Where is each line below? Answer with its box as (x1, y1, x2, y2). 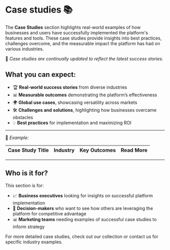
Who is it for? (5, 169, 48, 177)
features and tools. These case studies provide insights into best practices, (5, 35, 162, 41)
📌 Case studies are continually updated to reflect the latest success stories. (5, 55, 163, 61)
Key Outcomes (79, 147, 116, 154)
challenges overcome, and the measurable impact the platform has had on (5, 40, 160, 46)
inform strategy (12, 224, 45, 230)
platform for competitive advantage (12, 210, 87, 217)
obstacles (12, 114, 33, 120)
